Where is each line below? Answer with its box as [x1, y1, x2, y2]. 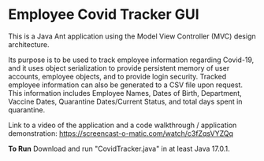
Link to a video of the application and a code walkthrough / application [8, 120, 237, 130]
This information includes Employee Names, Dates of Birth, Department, [8, 88, 242, 97]
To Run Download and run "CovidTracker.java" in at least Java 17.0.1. [8, 144, 230, 153]
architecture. [8, 39, 50, 49]
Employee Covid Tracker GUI [8, 5, 199, 24]
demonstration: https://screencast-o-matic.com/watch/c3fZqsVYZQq [8, 128, 234, 138]
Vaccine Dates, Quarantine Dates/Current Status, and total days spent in [8, 97, 243, 106]
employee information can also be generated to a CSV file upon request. [8, 80, 243, 90]
